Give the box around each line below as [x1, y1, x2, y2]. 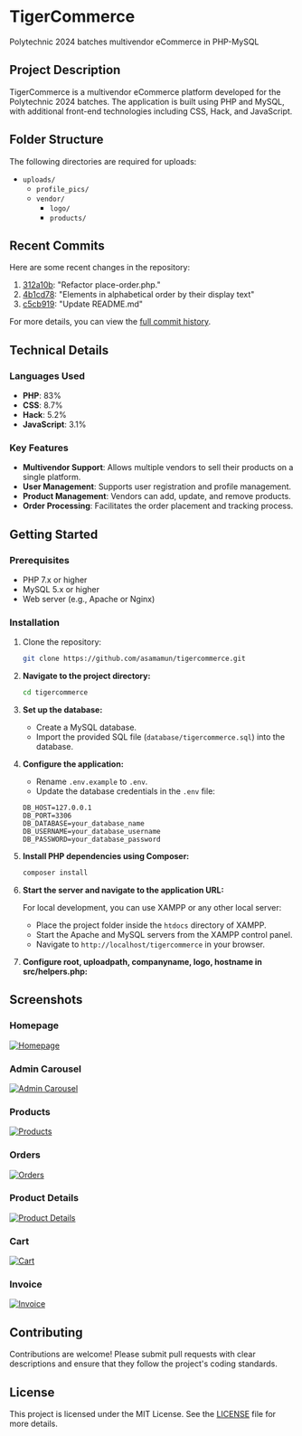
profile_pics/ [35, 184, 90, 194]
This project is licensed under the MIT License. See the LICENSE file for [9, 1409, 277, 1420]
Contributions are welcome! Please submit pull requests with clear [9, 1349, 256, 1360]
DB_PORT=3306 [22, 811, 72, 820]
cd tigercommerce [22, 688, 89, 697]
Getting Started [9, 526, 99, 542]
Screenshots [9, 992, 83, 1007]
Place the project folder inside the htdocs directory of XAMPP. [35, 920, 267, 931]
